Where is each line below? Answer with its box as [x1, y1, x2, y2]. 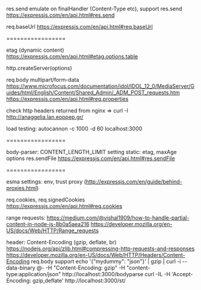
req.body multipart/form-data [6, 76, 79, 83]
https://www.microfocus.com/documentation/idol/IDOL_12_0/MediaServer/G [6, 82, 195, 90]
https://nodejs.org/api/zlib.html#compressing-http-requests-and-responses [6, 245, 195, 252]
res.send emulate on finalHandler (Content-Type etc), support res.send [6, 5, 182, 12]
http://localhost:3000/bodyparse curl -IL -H [62, 271, 170, 277]
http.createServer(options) [6, 64, 72, 72]
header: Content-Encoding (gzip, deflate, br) [6, 239, 117, 245]
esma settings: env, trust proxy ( [6, 178, 86, 185]
